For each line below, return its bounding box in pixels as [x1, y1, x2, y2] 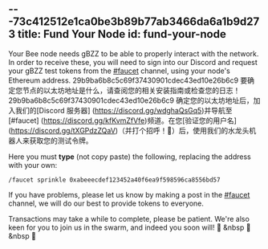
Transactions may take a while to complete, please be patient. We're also [8, 214, 250, 223]
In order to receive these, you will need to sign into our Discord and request [8, 57, 258, 67]
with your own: [8, 160, 58, 169]
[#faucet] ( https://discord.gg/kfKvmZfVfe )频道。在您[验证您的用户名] [8, 116, 237, 125]
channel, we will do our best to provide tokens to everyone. [8, 198, 205, 208]
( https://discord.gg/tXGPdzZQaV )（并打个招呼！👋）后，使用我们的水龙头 [8, 125, 250, 135]
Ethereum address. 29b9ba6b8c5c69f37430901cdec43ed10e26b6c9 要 [8, 76, 248, 85]
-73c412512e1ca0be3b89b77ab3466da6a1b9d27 [8, 15, 260, 29]
